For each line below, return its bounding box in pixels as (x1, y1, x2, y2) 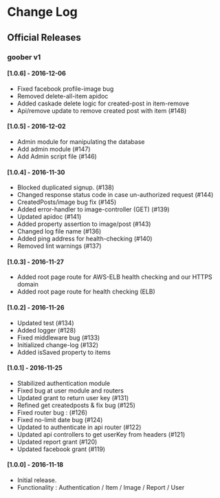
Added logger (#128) (16, 326, 76, 334)
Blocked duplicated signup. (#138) (16, 183, 115, 191)
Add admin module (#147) (16, 145, 91, 153)
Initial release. (16, 476, 57, 484)
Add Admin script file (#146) (16, 152, 98, 160)
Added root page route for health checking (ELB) (16, 287, 156, 296)
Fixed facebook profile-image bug (16, 84, 114, 93)
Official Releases (7, 32, 81, 43)
